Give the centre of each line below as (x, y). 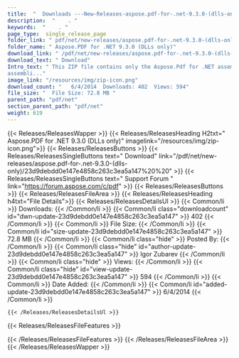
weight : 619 (25, 113)
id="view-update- (107, 269)
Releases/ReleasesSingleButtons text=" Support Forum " (90, 178)
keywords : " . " (38, 27)
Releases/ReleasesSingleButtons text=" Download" (83, 156)
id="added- (210, 284)
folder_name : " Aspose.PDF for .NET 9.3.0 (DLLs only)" (92, 47)
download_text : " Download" (49, 60)
